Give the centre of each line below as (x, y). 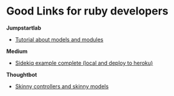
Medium (17, 51)
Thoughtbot (22, 74)
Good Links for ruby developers (87, 11)
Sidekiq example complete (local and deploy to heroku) (84, 63)
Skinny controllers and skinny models (62, 86)
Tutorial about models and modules (59, 39)
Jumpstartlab (24, 28)
